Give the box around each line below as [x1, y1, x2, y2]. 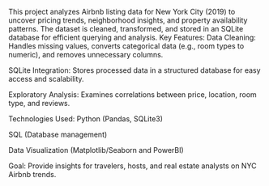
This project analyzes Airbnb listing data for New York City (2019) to [8, 7, 236, 16]
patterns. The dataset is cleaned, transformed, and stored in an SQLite [8, 24, 244, 33]
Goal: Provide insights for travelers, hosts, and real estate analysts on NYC [8, 161, 257, 171]
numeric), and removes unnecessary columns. [8, 50, 164, 59]
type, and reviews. [8, 99, 70, 108]
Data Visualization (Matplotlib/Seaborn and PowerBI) [8, 146, 184, 154]
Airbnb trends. [8, 170, 57, 179]
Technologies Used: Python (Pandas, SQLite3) [8, 114, 164, 124]
